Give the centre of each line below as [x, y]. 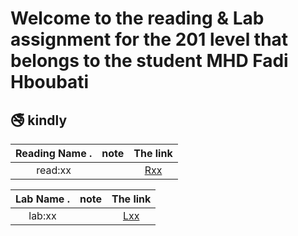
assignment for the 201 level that [149, 39]
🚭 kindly [39, 120]
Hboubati [50, 82]
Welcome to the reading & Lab [137, 18]
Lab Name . [42, 199]
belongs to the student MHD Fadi [149, 61]
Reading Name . [54, 153]
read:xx [54, 170]
